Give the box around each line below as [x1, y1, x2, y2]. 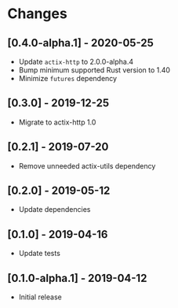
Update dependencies [18, 205, 91, 214]
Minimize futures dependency [18, 74, 118, 83]
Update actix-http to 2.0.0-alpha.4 [18, 57, 134, 66]
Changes [7, 5, 67, 23]
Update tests [18, 249, 60, 258]
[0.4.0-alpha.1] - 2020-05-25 [7, 36, 154, 50]
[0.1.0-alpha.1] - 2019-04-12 [7, 271, 147, 284]
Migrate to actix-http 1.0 [18, 117, 96, 127]
